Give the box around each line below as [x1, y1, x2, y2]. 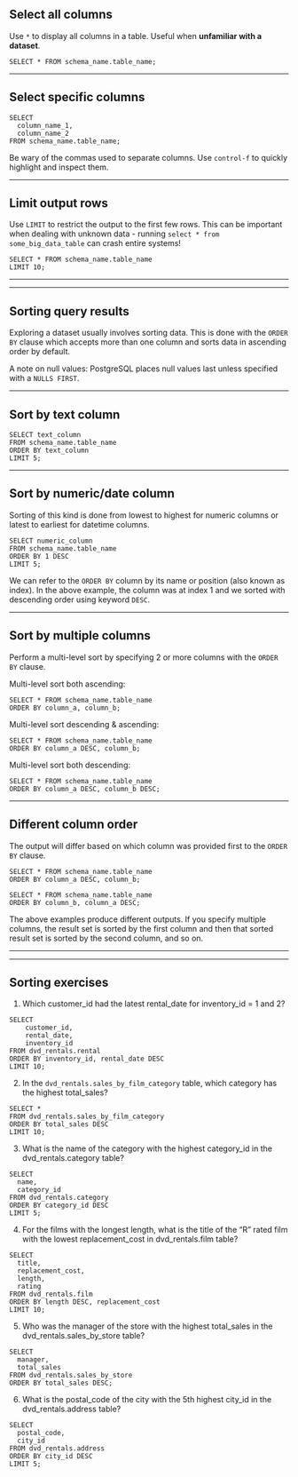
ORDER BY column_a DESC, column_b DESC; [9, 784, 161, 793]
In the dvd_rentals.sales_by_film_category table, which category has [21, 1078, 278, 1089]
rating [17, 1282, 42, 1291]
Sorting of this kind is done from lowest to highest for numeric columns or [9, 510, 279, 520]
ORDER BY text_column [9, 446, 90, 456]
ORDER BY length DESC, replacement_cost [9, 1298, 161, 1306]
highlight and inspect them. [9, 162, 109, 172]
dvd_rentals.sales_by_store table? [21, 1330, 145, 1341]
